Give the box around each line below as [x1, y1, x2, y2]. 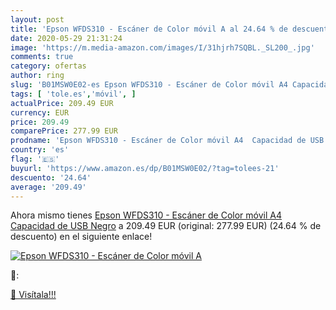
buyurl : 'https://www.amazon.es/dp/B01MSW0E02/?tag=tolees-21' [10, 163, 280, 173]
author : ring [10, 71, 65, 81]
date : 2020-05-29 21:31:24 [10, 33, 123, 43]
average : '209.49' [10, 182, 87, 192]
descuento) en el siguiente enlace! [10, 231, 153, 243]
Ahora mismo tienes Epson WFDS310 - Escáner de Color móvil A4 [10, 209, 282, 221]
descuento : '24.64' [10, 172, 92, 183]
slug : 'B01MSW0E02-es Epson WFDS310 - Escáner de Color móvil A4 [10, 80, 288, 90]
